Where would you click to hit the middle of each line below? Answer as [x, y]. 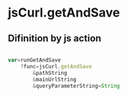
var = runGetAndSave [34, 60]
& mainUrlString [55, 79]
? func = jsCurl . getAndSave [56, 66]
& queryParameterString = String [76, 86]
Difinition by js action [54, 38]
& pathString [50, 73]
